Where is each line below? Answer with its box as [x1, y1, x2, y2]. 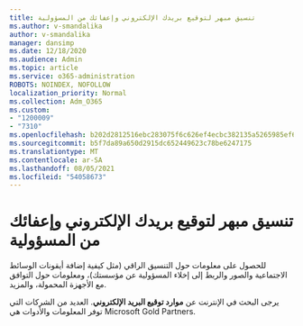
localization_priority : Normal [9, 88, 127, 97]
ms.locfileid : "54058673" [9, 172, 106, 181]
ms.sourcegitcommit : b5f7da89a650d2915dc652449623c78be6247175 [9, 139, 252, 148]
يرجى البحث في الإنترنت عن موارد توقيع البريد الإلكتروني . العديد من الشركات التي [9, 296, 280, 307]
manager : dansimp [9, 38, 75, 48]
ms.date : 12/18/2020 [9, 47, 87, 56]
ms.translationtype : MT [9, 147, 99, 156]
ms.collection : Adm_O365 [9, 96, 103, 106]
